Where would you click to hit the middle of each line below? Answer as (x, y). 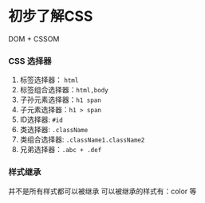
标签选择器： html (49, 80)
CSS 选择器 (30, 61)
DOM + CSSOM (34, 39)
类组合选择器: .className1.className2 (82, 139)
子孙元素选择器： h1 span (60, 100)
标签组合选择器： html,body (64, 90)
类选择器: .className (54, 130)
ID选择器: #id (41, 119)
